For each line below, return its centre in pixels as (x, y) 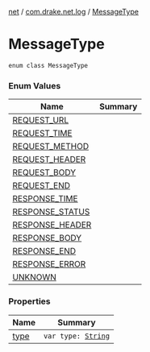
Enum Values (35, 85)
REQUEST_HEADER (49, 159)
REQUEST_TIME (42, 134)
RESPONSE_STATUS (51, 212)
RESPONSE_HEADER (52, 225)
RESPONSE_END (44, 251)
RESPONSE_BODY (47, 238)
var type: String (77, 336)
